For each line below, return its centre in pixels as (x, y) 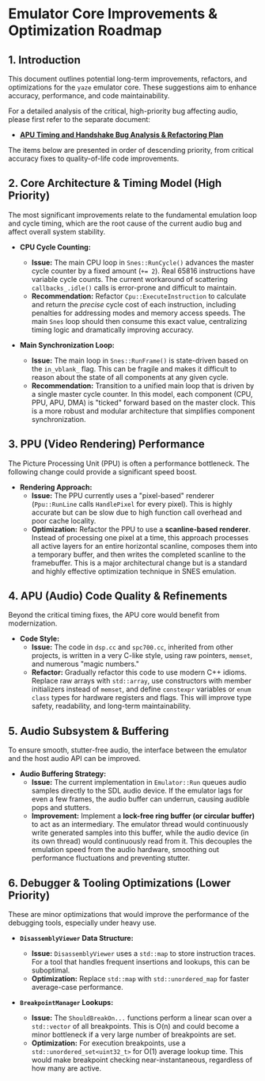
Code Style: (40, 639)
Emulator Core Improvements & (113, 14)
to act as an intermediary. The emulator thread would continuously (140, 824)
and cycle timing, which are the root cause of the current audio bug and (125, 223)
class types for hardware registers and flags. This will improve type (141, 698)
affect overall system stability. (57, 231)
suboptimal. (51, 970)
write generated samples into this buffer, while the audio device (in (140, 833)
